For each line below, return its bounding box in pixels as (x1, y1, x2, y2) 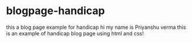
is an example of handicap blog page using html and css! (6, 29, 144, 37)
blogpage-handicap (6, 4, 105, 18)
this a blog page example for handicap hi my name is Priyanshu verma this (6, 24, 186, 31)
